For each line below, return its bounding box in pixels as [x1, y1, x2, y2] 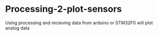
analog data [5, 25, 30, 31]
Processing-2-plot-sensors [5, 3, 122, 15]
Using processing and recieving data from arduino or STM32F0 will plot [5, 20, 153, 26]
